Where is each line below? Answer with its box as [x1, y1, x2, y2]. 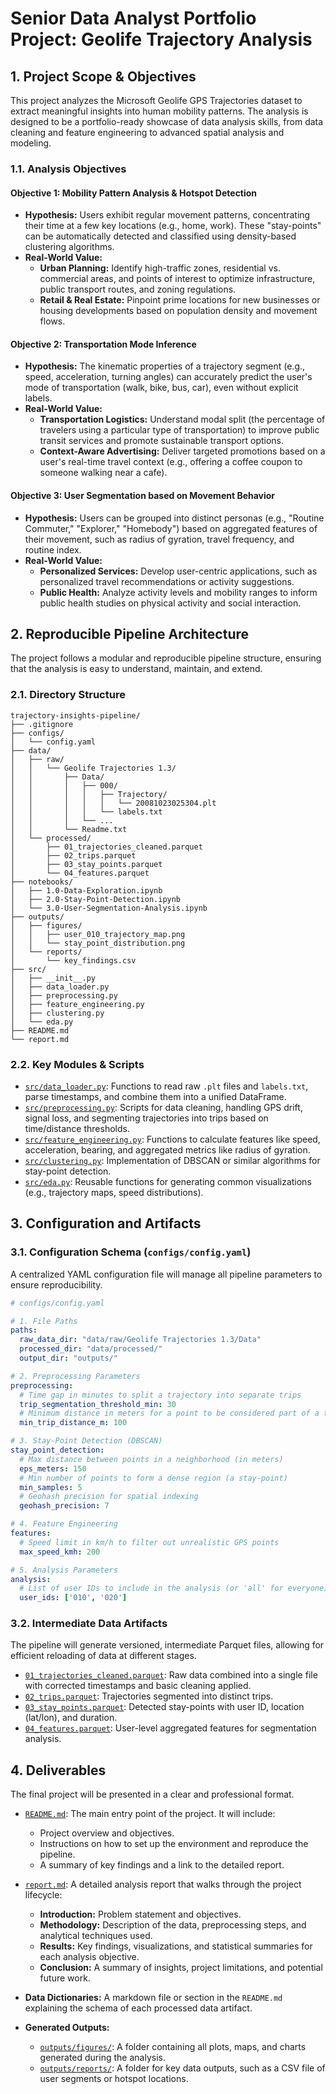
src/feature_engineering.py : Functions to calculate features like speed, [24, 1133, 321, 1145]
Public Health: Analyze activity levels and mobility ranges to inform [39, 586, 318, 598]
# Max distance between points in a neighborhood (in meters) [19, 1454, 284, 1464]
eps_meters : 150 [19, 1463, 87, 1474]
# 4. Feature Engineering [10, 1519, 118, 1529]
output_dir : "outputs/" [19, 1353, 118, 1363]
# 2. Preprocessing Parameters [10, 1371, 141, 1381]
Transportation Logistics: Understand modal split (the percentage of [39, 413, 326, 426]
